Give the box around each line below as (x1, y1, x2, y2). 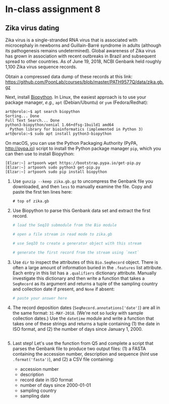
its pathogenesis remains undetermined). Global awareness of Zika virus (5, 48, 156, 53)
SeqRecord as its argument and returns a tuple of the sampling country (12, 280, 158, 286)
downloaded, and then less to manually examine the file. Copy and (12, 184, 152, 190)
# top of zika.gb (12, 199, 49, 204)
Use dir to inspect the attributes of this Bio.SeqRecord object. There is (12, 259, 158, 265)
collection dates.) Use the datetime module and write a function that (12, 315, 154, 321)
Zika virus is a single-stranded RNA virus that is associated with (5, 37, 138, 43)
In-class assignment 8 (5, 4, 101, 15)
